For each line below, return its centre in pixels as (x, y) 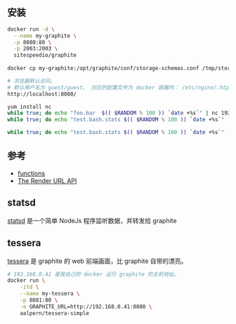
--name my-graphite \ (45, 36)
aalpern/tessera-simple (55, 313)
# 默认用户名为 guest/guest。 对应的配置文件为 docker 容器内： (93, 87)
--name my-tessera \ (50, 294)
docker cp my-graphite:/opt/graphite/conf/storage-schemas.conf (103, 69)
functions (31, 173)
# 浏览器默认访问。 (32, 81)
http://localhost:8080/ (42, 94)
